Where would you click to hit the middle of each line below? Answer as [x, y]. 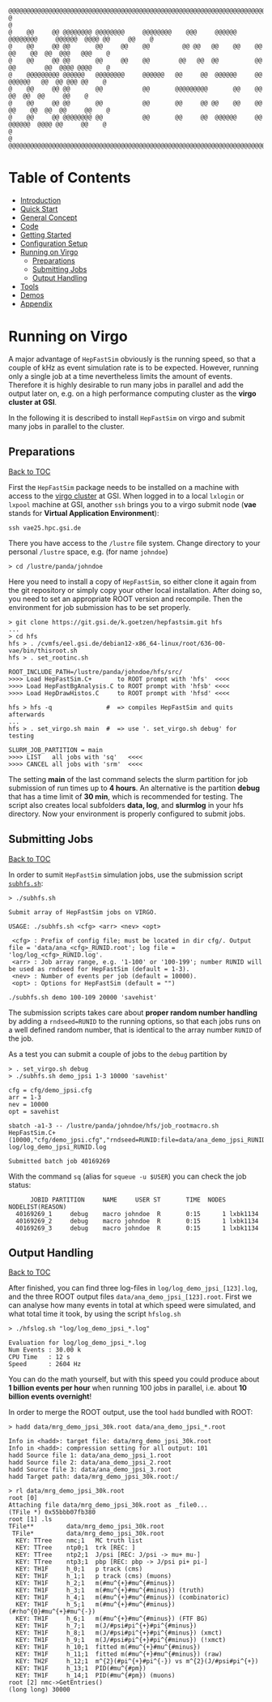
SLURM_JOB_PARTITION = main [56, 750]
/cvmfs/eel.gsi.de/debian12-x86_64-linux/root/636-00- [132, 643]
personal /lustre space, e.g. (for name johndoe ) [88, 552]
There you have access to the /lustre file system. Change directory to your [134, 543]
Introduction [40, 200]
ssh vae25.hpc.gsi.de [45, 528]
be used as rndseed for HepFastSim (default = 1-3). [99, 969]
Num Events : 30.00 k [45, 1350]
